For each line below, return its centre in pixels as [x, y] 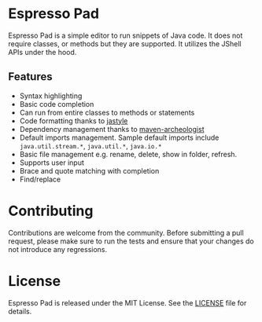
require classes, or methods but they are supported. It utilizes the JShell [125, 43]
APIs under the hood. [42, 52]
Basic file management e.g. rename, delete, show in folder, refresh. [128, 154]
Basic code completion [57, 104]
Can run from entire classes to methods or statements [107, 112]
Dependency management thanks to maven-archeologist [112, 129]
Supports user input [52, 163]
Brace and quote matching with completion [89, 170]
